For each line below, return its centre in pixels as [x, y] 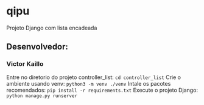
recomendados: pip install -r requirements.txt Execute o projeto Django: [102, 90]
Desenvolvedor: [37, 47]
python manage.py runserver [42, 96]
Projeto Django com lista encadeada [52, 28]
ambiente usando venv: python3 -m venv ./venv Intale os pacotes [89, 83]
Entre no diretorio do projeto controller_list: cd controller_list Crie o [94, 77]
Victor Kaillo [25, 64]
